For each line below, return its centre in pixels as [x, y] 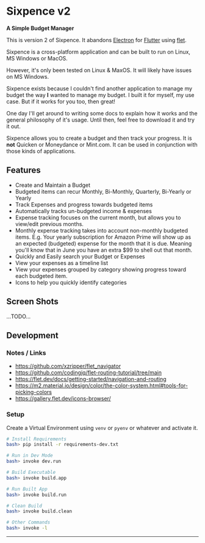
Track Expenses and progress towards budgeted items [84, 204]
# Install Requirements [37, 439]
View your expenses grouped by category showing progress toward [100, 269]
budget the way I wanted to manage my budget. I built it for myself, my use [100, 95]
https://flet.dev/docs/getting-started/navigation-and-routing [91, 379]
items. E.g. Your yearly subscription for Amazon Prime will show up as [103, 237]
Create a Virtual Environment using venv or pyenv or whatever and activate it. [102, 428]
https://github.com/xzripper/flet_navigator [68, 366]
